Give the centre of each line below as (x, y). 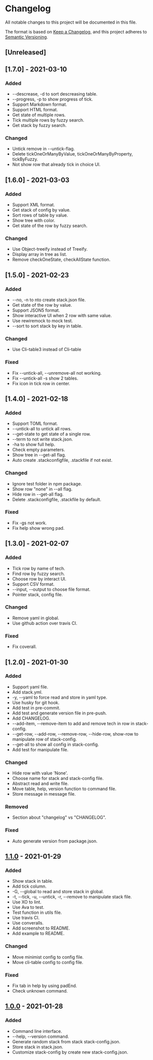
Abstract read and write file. (40, 784)
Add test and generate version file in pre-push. (59, 713)
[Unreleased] (26, 52)
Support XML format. (34, 205)
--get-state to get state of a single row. (51, 434)
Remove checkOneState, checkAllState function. (61, 259)
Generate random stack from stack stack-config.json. (66, 1041)
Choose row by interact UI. (39, 578)
